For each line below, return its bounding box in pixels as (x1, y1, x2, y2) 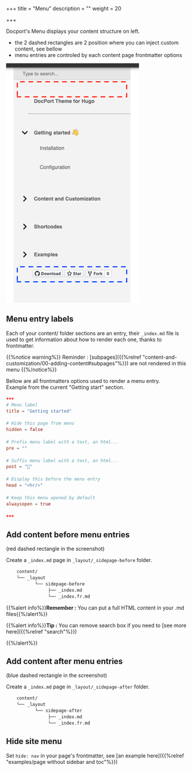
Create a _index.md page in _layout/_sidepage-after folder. (6, 684, 150, 691)
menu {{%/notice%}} (6, 366, 57, 373)
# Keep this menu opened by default (6, 494, 95, 501)
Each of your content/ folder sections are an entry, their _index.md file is (6, 329, 180, 336)
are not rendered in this (129, 359, 186, 366)
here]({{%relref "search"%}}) (6, 628, 77, 635)
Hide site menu (6, 736, 63, 746)
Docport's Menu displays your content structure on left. (6, 28, 140, 35)
